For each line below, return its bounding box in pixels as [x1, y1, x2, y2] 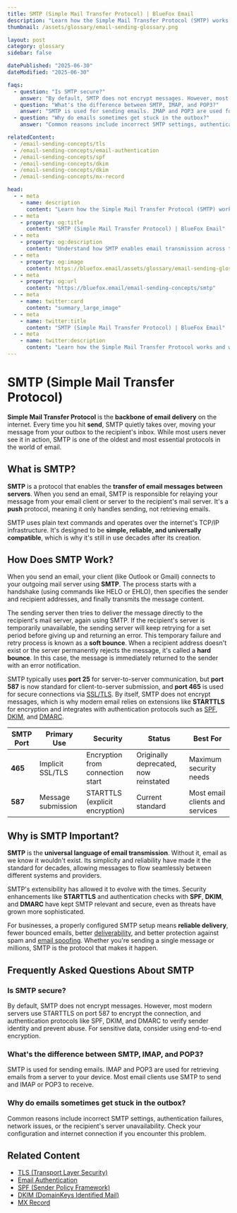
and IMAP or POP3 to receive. [7, 1080, 94, 1089]
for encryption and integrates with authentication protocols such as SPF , [7, 705, 218, 714]
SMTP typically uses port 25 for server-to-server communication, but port [7, 675, 224, 683]
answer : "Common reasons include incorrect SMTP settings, [20, 121, 197, 128]
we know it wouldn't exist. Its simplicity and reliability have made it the [7, 857, 212, 865]
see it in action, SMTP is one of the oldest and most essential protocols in [7, 435, 221, 443]
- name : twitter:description [20, 337, 106, 344]
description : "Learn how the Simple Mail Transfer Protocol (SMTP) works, [7, 17, 232, 24]
